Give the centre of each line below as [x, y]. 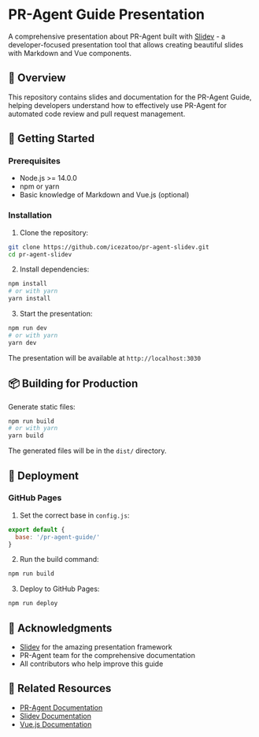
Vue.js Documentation [55, 724]
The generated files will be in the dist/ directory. [87, 451]
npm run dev [28, 328]
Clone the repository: [54, 232]
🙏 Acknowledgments [60, 628]
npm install [28, 284]
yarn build [26, 436]
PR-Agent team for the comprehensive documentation [107, 656]
